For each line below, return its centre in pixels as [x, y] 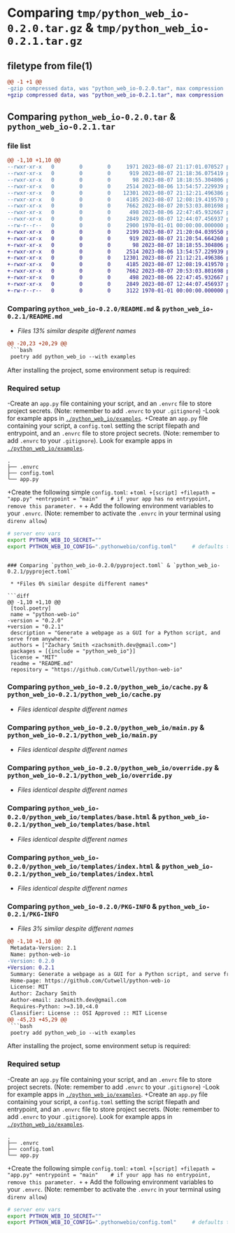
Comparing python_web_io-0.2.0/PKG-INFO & [82, 906]
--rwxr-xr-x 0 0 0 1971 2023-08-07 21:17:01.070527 [115, 167]
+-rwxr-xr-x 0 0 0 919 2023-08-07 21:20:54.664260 [115, 238]
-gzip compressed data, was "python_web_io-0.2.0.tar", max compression [115, 88]
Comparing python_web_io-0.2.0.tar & [92, 117]
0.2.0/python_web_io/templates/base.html [79, 817]
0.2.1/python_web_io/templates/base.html [79, 825]
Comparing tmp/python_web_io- [99, 13]
